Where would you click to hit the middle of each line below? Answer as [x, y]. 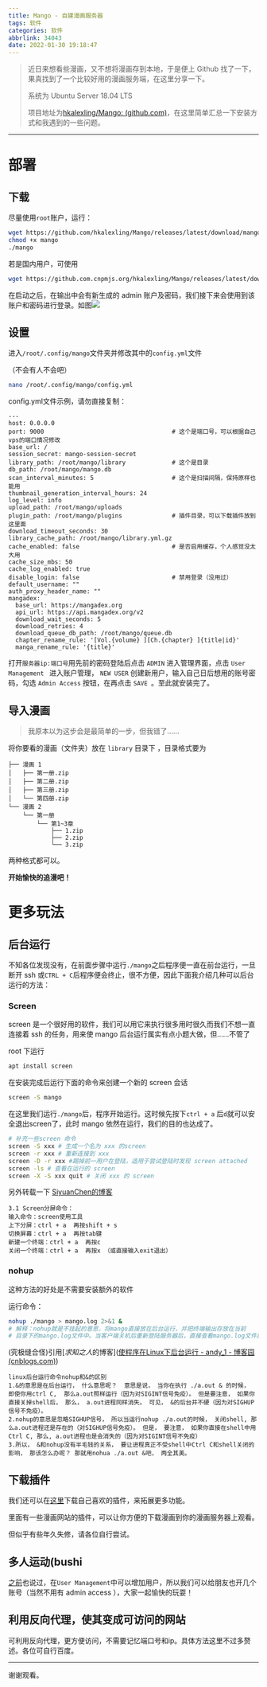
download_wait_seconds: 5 [58, 619]
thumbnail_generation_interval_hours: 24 [78, 494]
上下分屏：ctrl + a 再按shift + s [63, 1226]
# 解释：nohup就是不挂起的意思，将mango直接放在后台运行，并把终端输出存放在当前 [127, 1329]
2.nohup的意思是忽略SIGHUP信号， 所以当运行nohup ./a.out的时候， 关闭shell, [128, 1420]
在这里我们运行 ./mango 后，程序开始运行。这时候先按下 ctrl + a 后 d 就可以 [128, 1114]
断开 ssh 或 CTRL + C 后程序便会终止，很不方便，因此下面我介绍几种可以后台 [131, 975]
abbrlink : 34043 [35, 38]
